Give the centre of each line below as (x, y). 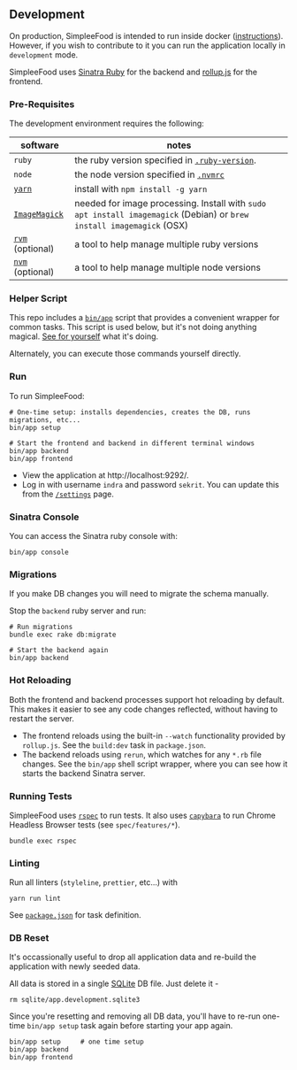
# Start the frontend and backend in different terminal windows (132, 443)
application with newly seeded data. (75, 966)
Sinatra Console (44, 517)
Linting (24, 863)
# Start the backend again (59, 650)
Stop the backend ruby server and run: (78, 611)
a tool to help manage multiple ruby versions (167, 244)
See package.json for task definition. (75, 915)
